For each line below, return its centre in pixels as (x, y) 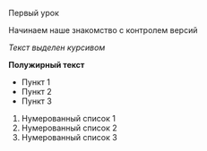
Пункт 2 (36, 92)
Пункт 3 (37, 101)
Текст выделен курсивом (57, 47)
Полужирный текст (47, 65)
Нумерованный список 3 (69, 137)
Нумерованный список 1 (68, 118)
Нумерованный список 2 (69, 128)
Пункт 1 (36, 82)
